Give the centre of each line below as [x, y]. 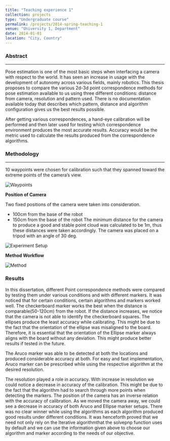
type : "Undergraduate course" [37, 19]
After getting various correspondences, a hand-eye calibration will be [78, 119]
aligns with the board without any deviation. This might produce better [78, 338]
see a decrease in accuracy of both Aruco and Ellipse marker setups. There [84, 406]
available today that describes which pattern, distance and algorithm [77, 104]
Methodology [22, 154]
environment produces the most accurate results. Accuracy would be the [81, 130]
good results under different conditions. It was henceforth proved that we [82, 417]
